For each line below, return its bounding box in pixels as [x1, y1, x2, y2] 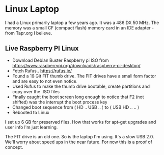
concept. [5, 144, 24, 150]
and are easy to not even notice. [12, 78, 78, 84]
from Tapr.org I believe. [5, 30, 53, 36]
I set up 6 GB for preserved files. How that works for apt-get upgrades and [5, 119, 156, 125]
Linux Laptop [5, 3, 59, 15]
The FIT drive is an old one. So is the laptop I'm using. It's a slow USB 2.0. [5, 133, 154, 139]
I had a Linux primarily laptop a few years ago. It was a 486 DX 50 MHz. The [5, 20, 160, 26]
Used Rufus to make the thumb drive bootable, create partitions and [12, 83, 150, 89]
